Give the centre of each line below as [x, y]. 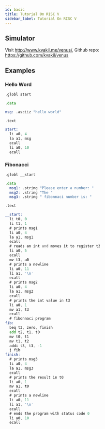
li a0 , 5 [18, 251]
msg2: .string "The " [31, 193]
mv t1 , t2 [19, 341]
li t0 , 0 [18, 219]
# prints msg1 [23, 228]
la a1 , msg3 [22, 368]
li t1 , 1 [18, 223]
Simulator [20, 38]
